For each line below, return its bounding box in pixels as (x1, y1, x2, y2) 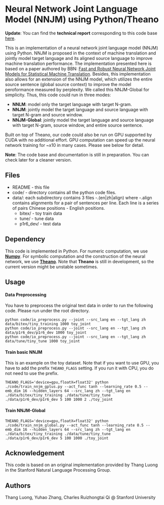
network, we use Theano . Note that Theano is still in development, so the (5, 258, 154, 264)
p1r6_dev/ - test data (19, 221, 61, 226)
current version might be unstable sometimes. (5, 264, 98, 270)
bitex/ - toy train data (19, 210, 62, 216)
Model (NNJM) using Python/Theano (5, 14, 159, 25)
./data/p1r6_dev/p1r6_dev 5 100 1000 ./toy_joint (5, 436, 109, 441)
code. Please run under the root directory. (5, 308, 90, 314)
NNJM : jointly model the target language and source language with (12, 107, 148, 112)
